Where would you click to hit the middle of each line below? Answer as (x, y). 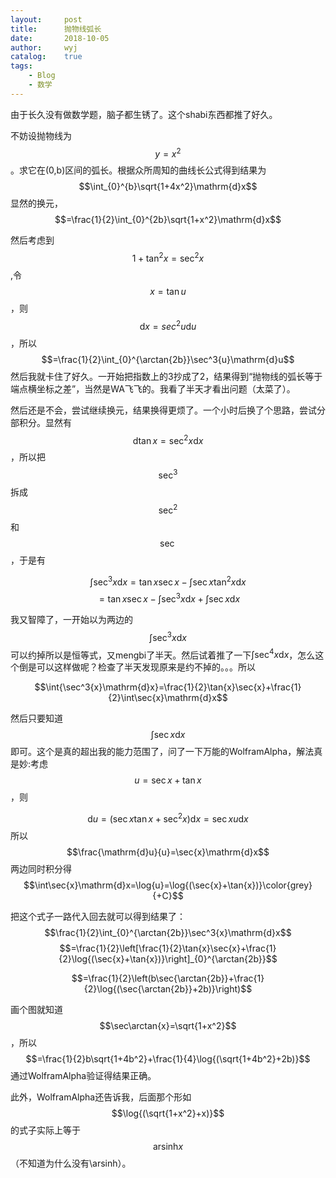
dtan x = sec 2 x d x (168, 439)
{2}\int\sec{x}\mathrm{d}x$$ (168, 698)
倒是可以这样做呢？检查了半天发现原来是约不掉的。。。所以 (137, 667)
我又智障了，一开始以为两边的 (71, 619)
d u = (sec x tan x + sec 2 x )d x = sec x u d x (168, 818)
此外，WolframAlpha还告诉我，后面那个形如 (101, 1097)
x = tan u (168, 292)
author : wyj (44, 47)
